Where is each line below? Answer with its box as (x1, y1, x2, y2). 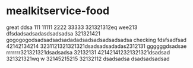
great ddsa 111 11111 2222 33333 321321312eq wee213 (6, 24, 138, 31)
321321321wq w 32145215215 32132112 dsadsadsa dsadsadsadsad (6, 55, 170, 62)
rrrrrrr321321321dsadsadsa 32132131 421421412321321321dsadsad (6, 48, 170, 56)
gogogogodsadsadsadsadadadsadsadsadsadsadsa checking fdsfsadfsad (6, 36, 187, 43)
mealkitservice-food (6, 4, 110, 18)
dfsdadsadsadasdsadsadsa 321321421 (6, 30, 101, 37)
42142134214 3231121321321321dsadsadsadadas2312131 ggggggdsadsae (6, 43, 187, 50)
